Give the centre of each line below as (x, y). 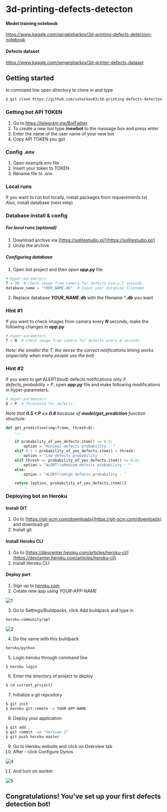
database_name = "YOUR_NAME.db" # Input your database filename (75, 288)
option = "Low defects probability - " (65, 456)
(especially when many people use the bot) (50, 355)
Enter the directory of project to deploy (53, 676)
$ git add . (18, 727)
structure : (16, 418)
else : (20, 470)
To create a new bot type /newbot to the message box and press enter (85, 128)
